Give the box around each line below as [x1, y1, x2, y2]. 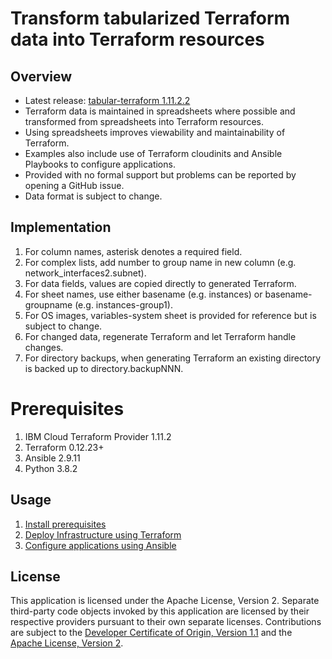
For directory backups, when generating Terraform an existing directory [24, 352, 322, 364]
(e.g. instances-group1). [74, 298, 173, 311]
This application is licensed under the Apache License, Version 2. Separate [10, 595, 320, 607]
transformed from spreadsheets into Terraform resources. [24, 116, 264, 127]
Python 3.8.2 [24, 462, 78, 474]
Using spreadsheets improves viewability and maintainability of [24, 127, 286, 138]
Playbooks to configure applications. [24, 158, 176, 170]
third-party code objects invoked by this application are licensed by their [10, 605, 310, 617]
